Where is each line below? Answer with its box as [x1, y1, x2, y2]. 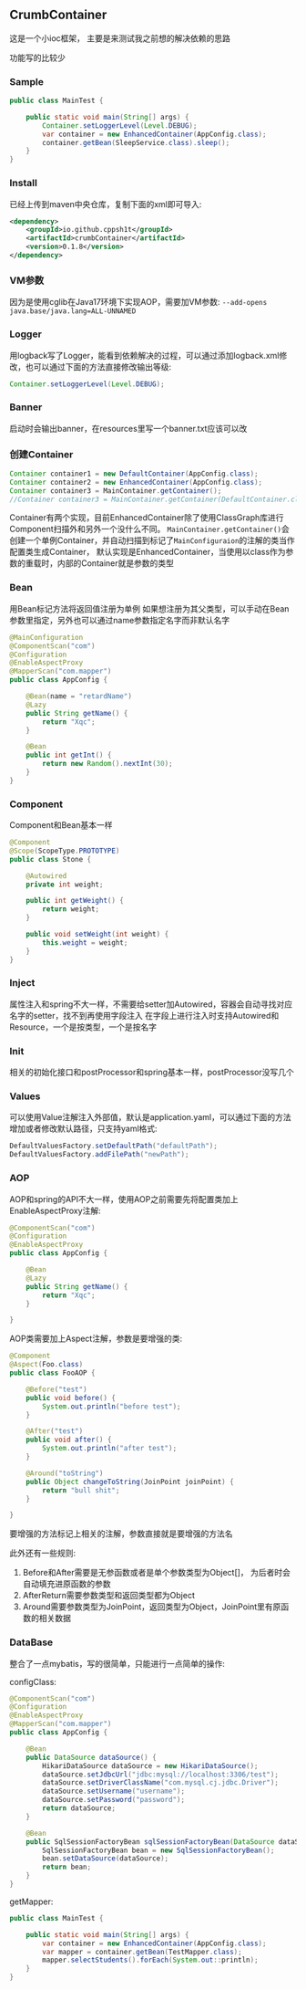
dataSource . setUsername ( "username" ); [42, 1786, 185, 1796]
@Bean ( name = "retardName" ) [25, 692, 132, 701]
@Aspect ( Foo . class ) [9, 1360, 84, 1369]
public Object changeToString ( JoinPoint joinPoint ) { [25, 1477, 234, 1486]
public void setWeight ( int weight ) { [25, 930, 169, 939]
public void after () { [25, 1435, 112, 1445]
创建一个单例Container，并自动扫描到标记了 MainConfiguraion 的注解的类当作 [9, 535, 296, 546]
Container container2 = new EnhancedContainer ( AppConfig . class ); [9, 477, 262, 487]
